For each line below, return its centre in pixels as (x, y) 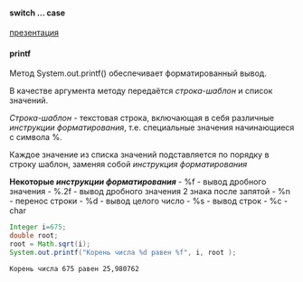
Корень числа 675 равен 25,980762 (75, 268)
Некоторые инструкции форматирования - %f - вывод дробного (138, 182)
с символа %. (36, 137)
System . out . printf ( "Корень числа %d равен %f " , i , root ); (123, 253)
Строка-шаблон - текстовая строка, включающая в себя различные (142, 118)
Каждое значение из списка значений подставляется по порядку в (139, 155)
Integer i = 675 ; (38, 227)
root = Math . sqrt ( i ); (50, 244)
